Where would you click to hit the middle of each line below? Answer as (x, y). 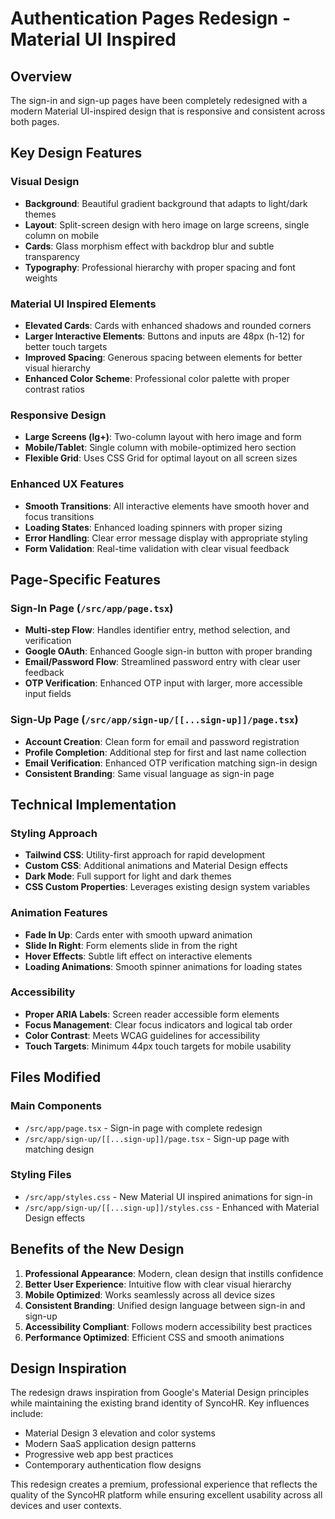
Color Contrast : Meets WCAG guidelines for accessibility (142, 1035)
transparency (52, 256)
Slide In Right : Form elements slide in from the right (131, 945)
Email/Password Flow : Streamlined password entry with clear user (163, 662)
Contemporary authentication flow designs (113, 1465)
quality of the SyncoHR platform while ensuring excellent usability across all (166, 1495)
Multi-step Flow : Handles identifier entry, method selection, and (157, 630)
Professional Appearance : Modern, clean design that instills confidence (174, 1273)
